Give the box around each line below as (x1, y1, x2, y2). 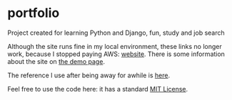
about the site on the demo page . (7, 57, 106, 65)
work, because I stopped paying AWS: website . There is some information (7, 50, 225, 58)
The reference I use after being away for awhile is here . (7, 71, 170, 79)
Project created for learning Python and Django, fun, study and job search (7, 28, 225, 37)
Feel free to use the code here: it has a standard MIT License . (7, 84, 188, 93)
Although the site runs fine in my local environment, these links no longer (7, 42, 223, 50)
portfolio (7, 5, 60, 21)
